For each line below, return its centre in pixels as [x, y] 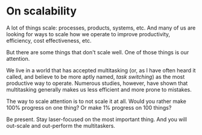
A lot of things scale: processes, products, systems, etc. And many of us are [101, 28]
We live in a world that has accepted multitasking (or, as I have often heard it [101, 70]
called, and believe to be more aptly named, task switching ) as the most [96, 77]
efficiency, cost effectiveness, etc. [49, 40]
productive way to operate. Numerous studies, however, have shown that [97, 83]
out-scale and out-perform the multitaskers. [61, 125]
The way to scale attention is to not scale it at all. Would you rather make [96, 101]
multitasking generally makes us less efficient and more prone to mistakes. [99, 89]
